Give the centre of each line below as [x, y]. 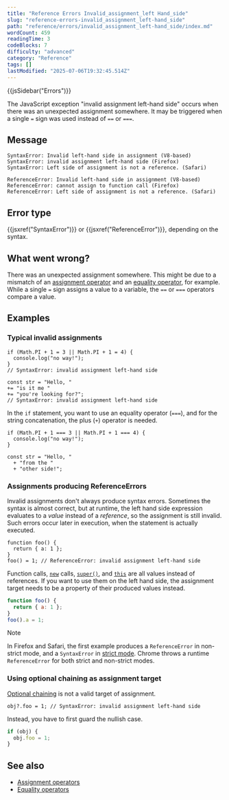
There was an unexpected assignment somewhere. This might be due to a [112, 275]
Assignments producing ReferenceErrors [77, 486]
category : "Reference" [39, 58]
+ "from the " [33, 463]
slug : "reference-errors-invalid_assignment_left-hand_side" [96, 20]
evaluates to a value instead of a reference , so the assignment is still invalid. [114, 515]
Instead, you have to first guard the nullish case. [75, 719]
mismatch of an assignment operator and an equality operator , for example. [114, 282]
